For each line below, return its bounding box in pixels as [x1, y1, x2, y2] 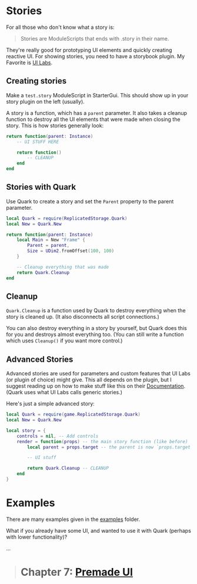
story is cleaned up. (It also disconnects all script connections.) [6, 314, 160, 321]
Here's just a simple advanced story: [6, 400, 95, 407]
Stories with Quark [6, 182, 76, 192]
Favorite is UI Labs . [6, 59, 53, 66]
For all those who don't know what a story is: [6, 24, 115, 31]
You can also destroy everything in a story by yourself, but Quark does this [6, 325, 187, 332]
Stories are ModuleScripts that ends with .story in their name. [20, 35, 169, 42]
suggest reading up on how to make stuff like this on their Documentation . [6, 382, 186, 390]
